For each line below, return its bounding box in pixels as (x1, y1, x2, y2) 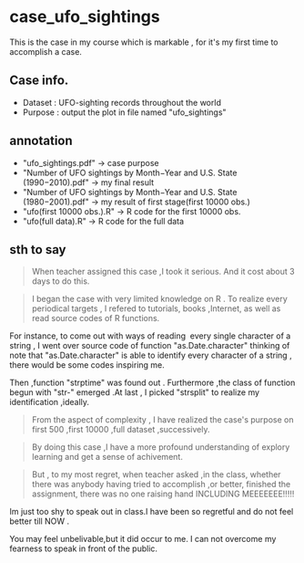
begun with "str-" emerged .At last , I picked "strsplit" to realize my (9, 387, 260, 398)
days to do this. (31, 276, 90, 287)
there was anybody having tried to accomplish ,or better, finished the (31, 479, 291, 490)
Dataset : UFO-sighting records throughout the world (22, 97, 221, 108)
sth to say (9, 242, 66, 257)
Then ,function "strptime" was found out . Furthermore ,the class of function (9, 377, 296, 389)
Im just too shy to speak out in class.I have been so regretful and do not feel (9, 506, 294, 517)
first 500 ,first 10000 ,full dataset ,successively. (31, 424, 210, 435)
